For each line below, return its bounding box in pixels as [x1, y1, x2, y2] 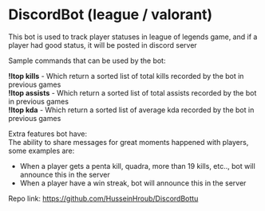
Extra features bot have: [8, 129, 88, 139]
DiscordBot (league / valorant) [8, 6, 213, 24]
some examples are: [8, 146, 75, 155]
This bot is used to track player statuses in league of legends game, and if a [8, 32, 258, 41]
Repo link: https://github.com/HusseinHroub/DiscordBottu [8, 193, 199, 203]
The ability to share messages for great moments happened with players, [8, 137, 249, 147]
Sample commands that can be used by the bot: [8, 56, 166, 65]
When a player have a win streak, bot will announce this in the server [19, 178, 247, 188]
